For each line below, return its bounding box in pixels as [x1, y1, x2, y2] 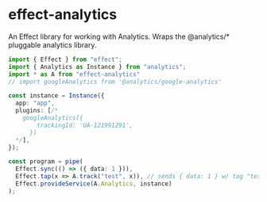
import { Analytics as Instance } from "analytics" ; [8, 63, 187, 71]
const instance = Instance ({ [8, 92, 105, 100]
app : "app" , [15, 99, 56, 108]
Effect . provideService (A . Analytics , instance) [15, 180, 172, 188]
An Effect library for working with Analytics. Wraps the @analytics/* [8, 32, 230, 41]
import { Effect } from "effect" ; [8, 55, 123, 63]
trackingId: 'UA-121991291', [37, 121, 133, 129]
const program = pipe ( [8, 158, 83, 166]
